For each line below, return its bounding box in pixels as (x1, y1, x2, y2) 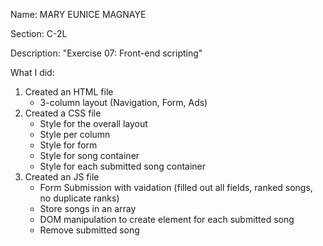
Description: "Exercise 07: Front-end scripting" (10, 47, 203, 59)
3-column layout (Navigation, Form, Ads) (39, 97, 208, 108)
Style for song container (39, 150, 140, 161)
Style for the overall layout (39, 118, 148, 129)
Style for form (39, 139, 98, 151)
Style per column (39, 129, 111, 140)
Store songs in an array (39, 203, 137, 214)
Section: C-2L (10, 28, 68, 39)
